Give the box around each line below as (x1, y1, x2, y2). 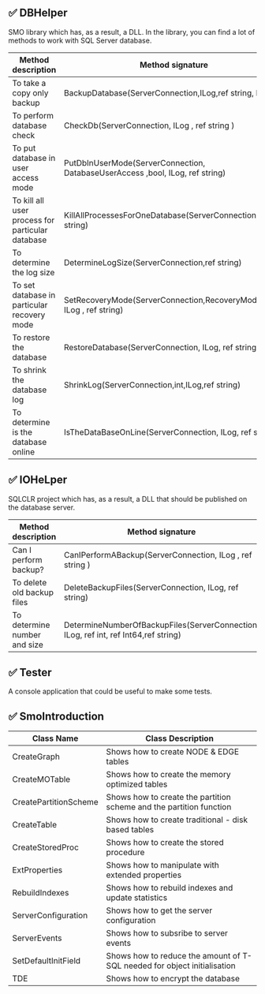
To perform (12, 110, 54, 121)
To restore (12, 331, 50, 342)
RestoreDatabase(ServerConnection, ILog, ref (63, 342, 234, 353)
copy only (12, 87, 49, 98)
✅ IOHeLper (8, 473, 68, 487)
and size (12, 639, 43, 650)
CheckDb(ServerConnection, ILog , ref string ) (63, 120, 235, 131)
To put (12, 142, 36, 153)
